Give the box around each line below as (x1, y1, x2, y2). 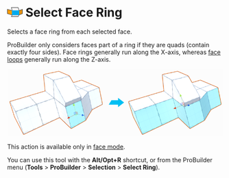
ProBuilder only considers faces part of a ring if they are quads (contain (7, 40, 210, 49)
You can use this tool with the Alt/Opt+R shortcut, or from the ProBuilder (7, 155, 213, 164)
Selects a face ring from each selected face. (7, 27, 132, 36)
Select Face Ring (25, 5, 123, 21)
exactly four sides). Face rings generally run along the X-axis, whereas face (7, 48, 221, 56)
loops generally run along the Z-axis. (7, 55, 111, 63)
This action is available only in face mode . (7, 142, 125, 151)
